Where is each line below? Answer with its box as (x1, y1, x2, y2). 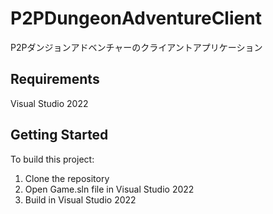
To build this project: (10, 153, 95, 165)
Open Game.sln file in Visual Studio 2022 (24, 183, 195, 195)
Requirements (10, 71, 100, 88)
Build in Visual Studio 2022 (24, 193, 137, 206)
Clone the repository (24, 172, 110, 184)
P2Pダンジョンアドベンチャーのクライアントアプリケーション (10, 41, 263, 53)
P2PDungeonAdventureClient (10, 7, 262, 30)
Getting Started (10, 127, 109, 144)
